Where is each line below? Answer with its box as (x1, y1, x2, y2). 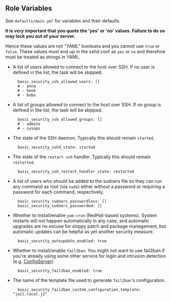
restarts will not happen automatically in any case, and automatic (12, 218, 150, 224)
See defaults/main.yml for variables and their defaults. (5, 17, 121, 24)
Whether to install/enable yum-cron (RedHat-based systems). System (12, 212, 157, 218)
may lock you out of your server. (5, 33, 76, 39)
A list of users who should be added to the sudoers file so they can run (12, 178, 162, 184)
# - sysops (17, 125, 41, 131)
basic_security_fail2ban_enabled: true (17, 268, 102, 273)
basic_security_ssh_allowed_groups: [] (17, 117, 102, 122)
